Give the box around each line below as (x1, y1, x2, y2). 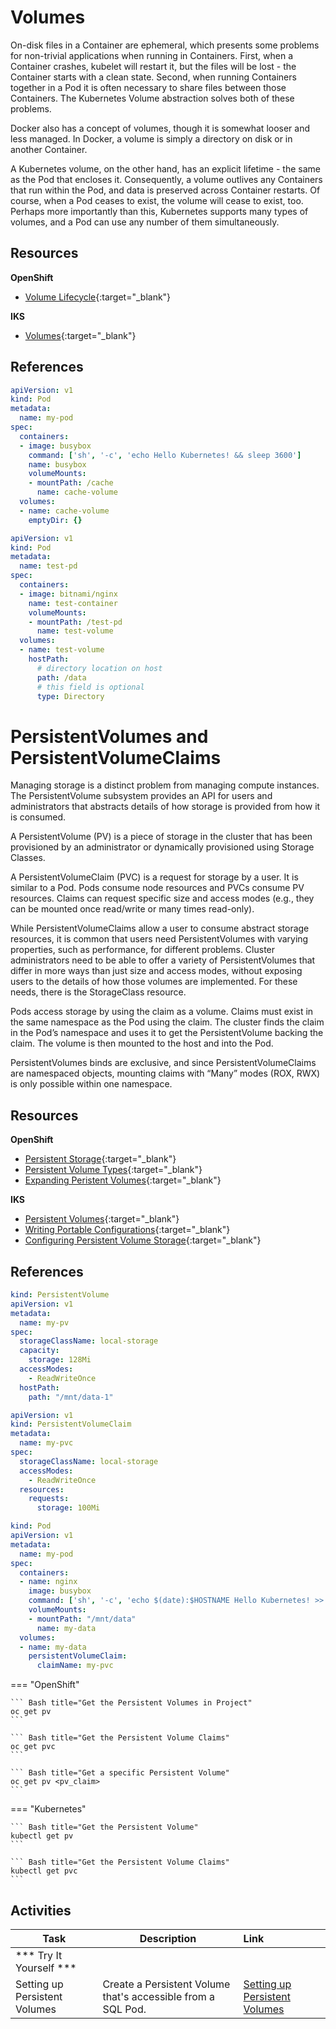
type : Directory (36, 691, 105, 701)
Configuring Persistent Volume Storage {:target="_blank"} (24, 1234, 262, 1246)
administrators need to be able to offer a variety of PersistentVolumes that (10, 954, 316, 966)
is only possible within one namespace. (10, 1078, 173, 1090)
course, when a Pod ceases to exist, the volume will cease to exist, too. (10, 194, 304, 206)
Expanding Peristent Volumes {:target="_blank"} (24, 1174, 222, 1186)
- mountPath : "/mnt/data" (28, 1614, 137, 1624)
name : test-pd (19, 561, 78, 571)
